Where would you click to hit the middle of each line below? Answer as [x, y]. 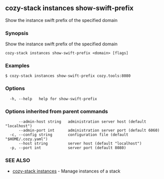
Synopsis [17, 33]
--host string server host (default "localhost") [80, 144]
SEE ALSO [18, 160]
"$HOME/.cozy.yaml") [27, 139]
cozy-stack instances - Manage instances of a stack [66, 171]
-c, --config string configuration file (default [69, 135]
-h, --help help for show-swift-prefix [53, 99]
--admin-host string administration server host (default [82, 122]
